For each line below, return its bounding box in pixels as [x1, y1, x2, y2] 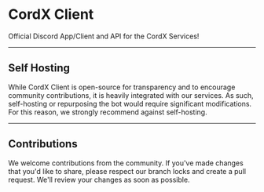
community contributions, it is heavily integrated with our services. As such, [8, 90, 254, 100]
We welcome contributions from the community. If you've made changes [8, 158, 244, 168]
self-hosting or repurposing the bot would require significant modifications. [8, 99, 252, 108]
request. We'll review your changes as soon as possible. [8, 175, 190, 184]
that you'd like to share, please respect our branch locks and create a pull [8, 166, 246, 176]
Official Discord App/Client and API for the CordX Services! [8, 31, 200, 41]
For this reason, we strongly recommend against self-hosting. [8, 107, 207, 117]
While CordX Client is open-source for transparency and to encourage [8, 82, 236, 92]
